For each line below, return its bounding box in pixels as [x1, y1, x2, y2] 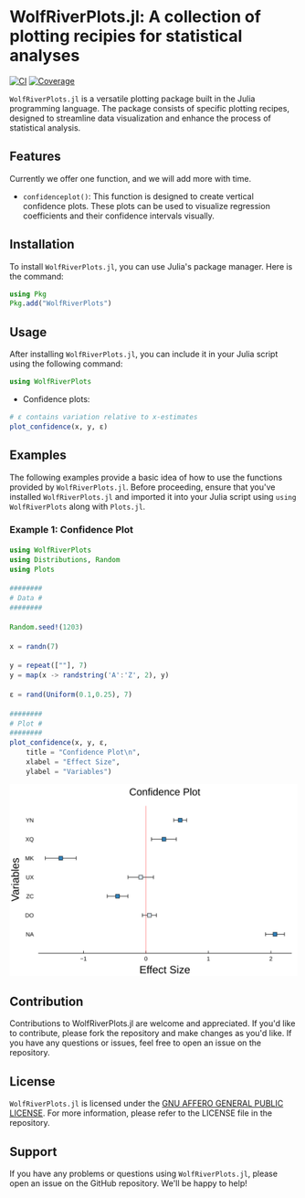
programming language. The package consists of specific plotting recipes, [9, 102, 290, 113]
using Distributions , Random [9, 555, 121, 564]
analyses [9, 46, 80, 66]
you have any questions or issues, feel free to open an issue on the [9, 1037, 262, 1048]
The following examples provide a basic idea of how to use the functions [9, 472, 283, 482]
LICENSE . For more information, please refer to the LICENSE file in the [9, 1108, 272, 1118]
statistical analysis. [9, 122, 81, 133]
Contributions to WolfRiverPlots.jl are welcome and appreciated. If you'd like [9, 1018, 296, 1029]
